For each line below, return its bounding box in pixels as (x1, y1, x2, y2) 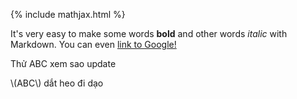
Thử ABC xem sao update (10, 58, 117, 69)
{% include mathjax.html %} (10, 9, 126, 20)
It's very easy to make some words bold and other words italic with (10, 28, 288, 39)
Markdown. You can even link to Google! (10, 39, 177, 50)
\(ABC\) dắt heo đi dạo (10, 77, 104, 89)
